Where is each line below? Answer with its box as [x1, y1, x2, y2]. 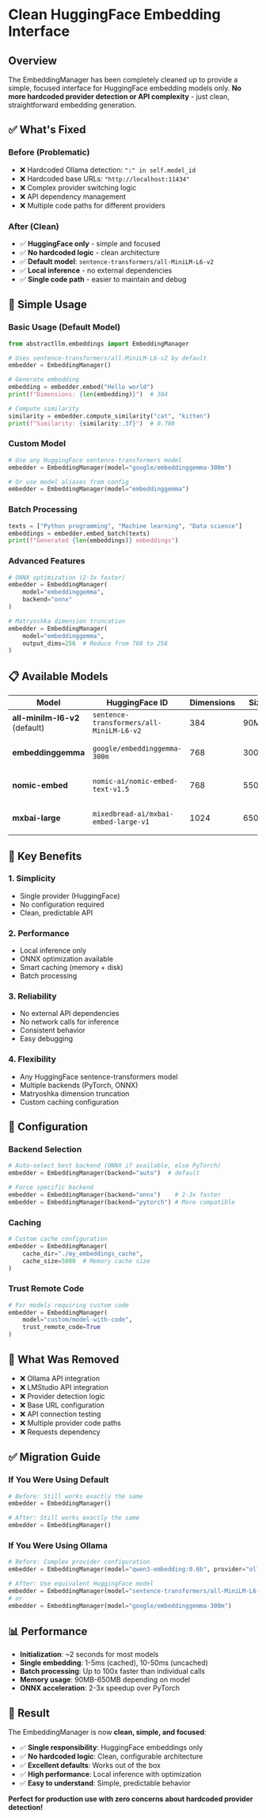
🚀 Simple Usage [8, 298, 87, 311]
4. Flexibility [8, 1054, 57, 1065]
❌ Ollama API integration [19, 1373, 101, 1383]
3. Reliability [8, 991, 57, 1002]
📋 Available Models [8, 670, 108, 683]
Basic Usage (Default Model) [8, 322, 121, 333]
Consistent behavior [19, 1025, 85, 1035]
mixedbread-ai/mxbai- [92, 810, 174, 819]
